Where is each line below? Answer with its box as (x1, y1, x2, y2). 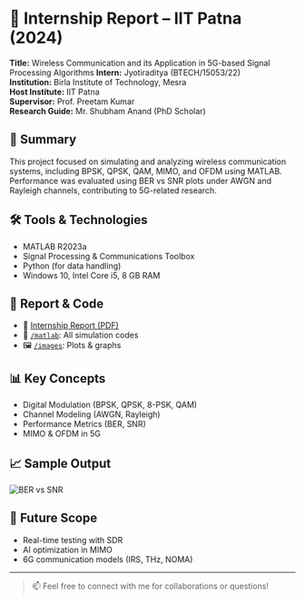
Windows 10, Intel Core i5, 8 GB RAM (22, 269, 161, 280)
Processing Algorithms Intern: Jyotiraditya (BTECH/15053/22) (9, 67, 241, 78)
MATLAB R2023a (22, 240, 88, 252)
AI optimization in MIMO (22, 544, 113, 555)
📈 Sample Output (9, 455, 112, 471)
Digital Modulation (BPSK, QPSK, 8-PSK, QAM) (22, 399, 198, 411)
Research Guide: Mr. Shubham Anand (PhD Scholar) (9, 105, 206, 116)
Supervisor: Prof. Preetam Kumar (9, 95, 135, 107)
